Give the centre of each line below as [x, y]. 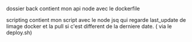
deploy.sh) [19, 33]
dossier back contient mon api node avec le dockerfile [73, 9]
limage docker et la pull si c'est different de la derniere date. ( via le [89, 26]
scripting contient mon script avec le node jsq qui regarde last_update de [96, 20]
